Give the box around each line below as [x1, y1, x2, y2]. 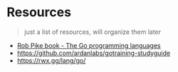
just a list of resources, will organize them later [23, 28, 162, 36]
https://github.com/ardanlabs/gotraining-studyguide [16, 49, 171, 57]
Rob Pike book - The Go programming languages [16, 41, 161, 49]
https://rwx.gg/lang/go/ [16, 56, 86, 64]
